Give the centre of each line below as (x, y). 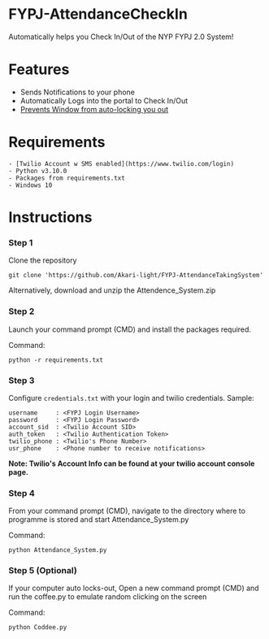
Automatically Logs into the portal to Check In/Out (104, 100)
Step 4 (22, 493)
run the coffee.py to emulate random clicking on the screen (108, 597)
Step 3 (22, 380)
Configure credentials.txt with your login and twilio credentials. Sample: (131, 398)
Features (39, 70)
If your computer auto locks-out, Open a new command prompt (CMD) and (134, 588)
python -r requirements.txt (56, 360)
